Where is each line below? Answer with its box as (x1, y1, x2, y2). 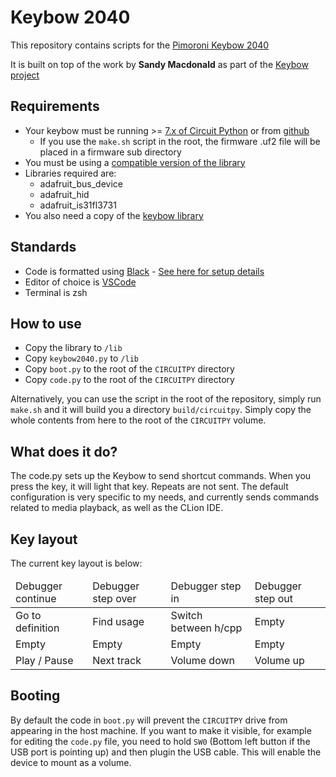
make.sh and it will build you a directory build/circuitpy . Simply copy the (10, 404, 312, 416)
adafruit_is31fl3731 (39, 199, 117, 211)
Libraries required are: (24, 167, 117, 179)
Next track (92, 654, 142, 667)
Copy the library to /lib (24, 342, 123, 354)
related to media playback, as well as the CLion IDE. (10, 502, 224, 514)
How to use (10, 315, 82, 332)
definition (15, 621, 60, 635)
